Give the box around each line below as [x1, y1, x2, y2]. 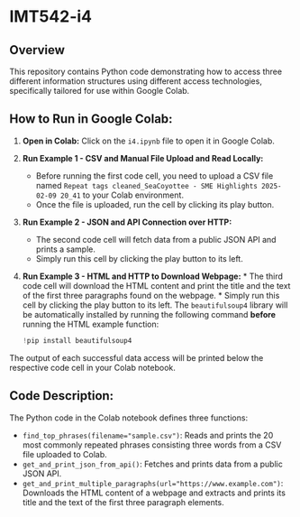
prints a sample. [35, 244, 96, 254]
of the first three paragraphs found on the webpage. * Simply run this [22, 290, 280, 300]
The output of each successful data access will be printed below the [9, 352, 264, 363]
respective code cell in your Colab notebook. [9, 362, 176, 373]
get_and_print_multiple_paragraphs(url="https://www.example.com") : [22, 477, 284, 488]
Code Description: [9, 388, 114, 403]
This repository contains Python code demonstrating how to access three [9, 66, 282, 77]
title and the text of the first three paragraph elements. [22, 496, 225, 507]
